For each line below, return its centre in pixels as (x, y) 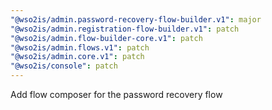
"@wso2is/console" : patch (64, 66)
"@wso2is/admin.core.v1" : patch (77, 57)
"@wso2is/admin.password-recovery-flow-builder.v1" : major (136, 19)
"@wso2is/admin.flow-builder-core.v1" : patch (106, 38)
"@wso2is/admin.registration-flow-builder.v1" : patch (125, 29)
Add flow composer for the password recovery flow (116, 94)
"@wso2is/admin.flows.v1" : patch (80, 47)
